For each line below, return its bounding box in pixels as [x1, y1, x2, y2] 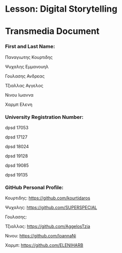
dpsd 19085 [5, 162, 29, 168]
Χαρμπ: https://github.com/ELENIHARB [5, 242, 83, 248]
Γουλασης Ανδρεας [5, 73, 45, 79]
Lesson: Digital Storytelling [5, 3, 118, 15]
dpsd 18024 [5, 143, 29, 149]
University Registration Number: [5, 114, 84, 120]
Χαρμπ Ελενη [5, 101, 33, 107]
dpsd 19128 [5, 153, 28, 159]
